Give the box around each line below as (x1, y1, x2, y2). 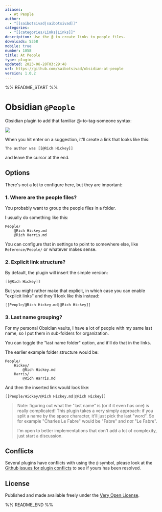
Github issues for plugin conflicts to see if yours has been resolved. (5, 465, 141, 471)
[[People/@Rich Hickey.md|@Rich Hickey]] (5, 302, 91, 308)
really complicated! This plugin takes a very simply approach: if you (17, 408, 153, 414)
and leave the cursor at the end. (5, 154, 69, 160)
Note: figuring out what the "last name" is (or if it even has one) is (17, 402, 149, 408)
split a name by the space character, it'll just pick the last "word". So (17, 413, 155, 419)
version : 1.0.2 (5, 71, 36, 76)
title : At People (5, 52, 41, 58)
